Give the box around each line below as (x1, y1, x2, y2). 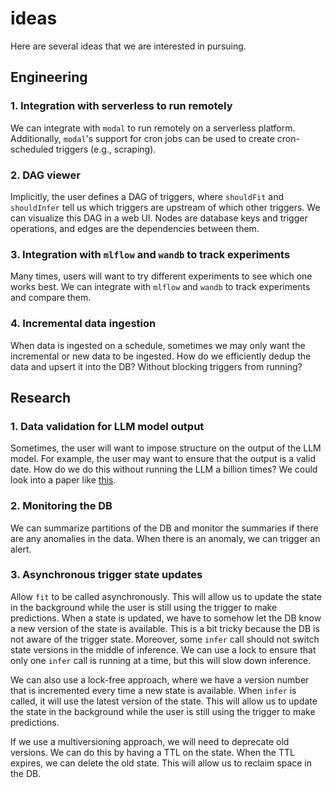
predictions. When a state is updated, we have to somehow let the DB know (10, 612, 322, 624)
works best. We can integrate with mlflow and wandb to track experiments (10, 281, 311, 293)
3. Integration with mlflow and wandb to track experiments (10, 247, 291, 261)
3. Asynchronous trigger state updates (10, 568, 203, 582)
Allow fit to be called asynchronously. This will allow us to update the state (10, 590, 322, 602)
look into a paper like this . (10, 474, 117, 486)
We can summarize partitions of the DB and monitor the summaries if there (10, 522, 319, 534)
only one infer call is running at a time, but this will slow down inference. (10, 654, 312, 666)
